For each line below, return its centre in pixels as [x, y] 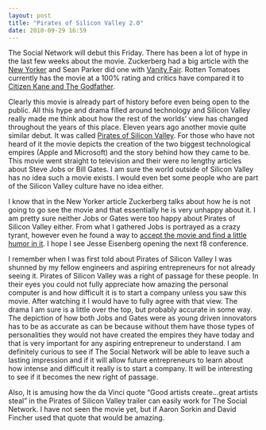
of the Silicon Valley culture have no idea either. [86, 186]
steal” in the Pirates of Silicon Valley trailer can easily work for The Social [128, 401]
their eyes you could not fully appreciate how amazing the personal [118, 284]
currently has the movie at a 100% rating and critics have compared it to [126, 78]
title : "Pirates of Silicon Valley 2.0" [76, 23]
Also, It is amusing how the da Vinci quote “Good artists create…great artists [133, 393]
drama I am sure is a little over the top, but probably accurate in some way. [130, 309]
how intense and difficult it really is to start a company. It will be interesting [130, 369]
